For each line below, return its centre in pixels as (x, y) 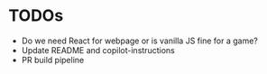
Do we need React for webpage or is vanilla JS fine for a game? (139, 41)
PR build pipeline (53, 60)
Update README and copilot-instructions (98, 50)
